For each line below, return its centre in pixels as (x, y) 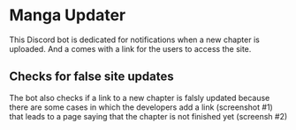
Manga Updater (68, 15)
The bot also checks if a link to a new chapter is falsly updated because (140, 97)
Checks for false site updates (91, 77)
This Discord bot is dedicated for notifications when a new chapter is (135, 40)
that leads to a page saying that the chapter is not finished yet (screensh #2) (148, 116)
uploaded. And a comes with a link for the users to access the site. (130, 48)
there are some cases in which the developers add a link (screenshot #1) (141, 107)
